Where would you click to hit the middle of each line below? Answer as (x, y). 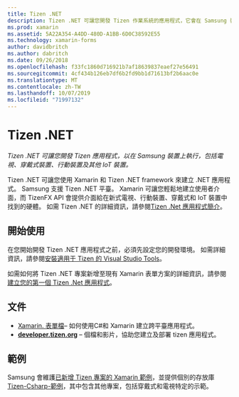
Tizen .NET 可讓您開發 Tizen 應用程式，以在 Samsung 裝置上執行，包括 (112, 155)
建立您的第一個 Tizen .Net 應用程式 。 (62, 282)
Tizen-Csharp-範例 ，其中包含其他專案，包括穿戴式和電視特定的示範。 (110, 386)
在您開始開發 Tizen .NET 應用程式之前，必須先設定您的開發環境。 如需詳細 (117, 249)
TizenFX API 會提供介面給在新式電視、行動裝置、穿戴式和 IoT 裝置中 (127, 197)
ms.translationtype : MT (43, 80)
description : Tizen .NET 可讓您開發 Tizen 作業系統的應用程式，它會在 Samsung (117, 21)
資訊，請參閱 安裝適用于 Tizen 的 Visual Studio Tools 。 (86, 258)
